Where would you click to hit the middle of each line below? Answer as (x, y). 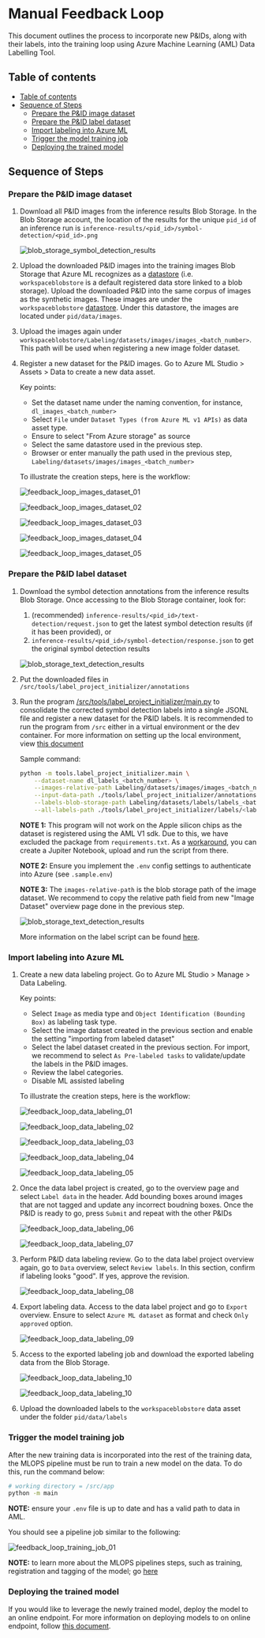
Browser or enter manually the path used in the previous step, (132, 453)
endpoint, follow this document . (60, 1625)
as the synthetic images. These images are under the (106, 299)
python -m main (33, 1493)
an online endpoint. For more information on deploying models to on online (129, 1617)
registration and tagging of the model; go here (83, 1572)
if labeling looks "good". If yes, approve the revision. (105, 1276)
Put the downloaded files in (64, 679)
